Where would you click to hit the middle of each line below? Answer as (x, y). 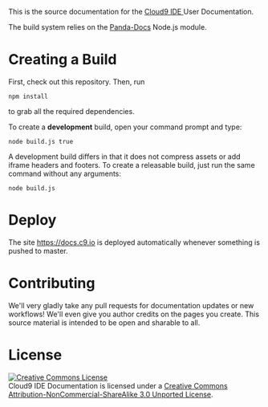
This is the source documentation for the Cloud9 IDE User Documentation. (131, 12)
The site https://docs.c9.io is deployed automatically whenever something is (134, 242)
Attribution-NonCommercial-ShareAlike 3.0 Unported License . (111, 394)
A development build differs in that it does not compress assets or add (124, 157)
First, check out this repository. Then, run (77, 81)
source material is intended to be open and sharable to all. (104, 322)
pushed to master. (38, 250)
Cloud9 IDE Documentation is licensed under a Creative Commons (118, 385)
